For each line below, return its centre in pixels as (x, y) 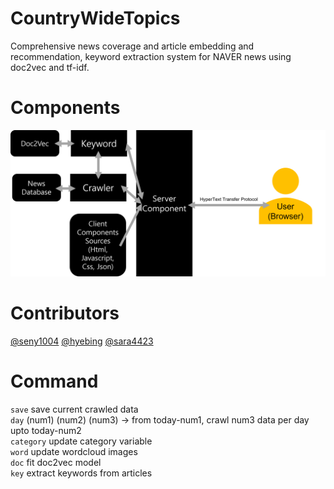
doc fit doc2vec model (56, 463)
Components (65, 108)
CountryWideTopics (95, 18)
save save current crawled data (74, 409)
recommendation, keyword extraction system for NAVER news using (151, 56)
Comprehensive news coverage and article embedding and (132, 46)
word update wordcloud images (74, 452)
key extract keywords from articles (81, 473)
